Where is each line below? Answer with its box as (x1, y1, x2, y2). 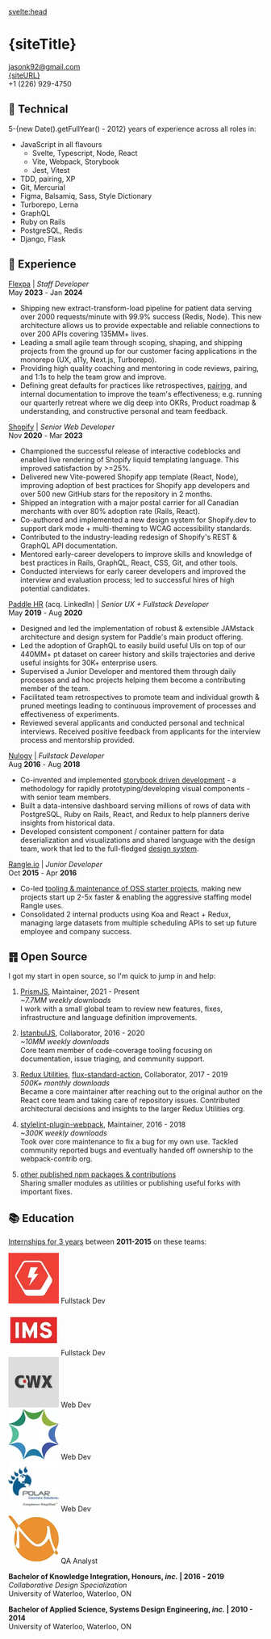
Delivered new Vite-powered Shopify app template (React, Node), (19, 472, 239, 482)
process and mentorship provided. (19, 735, 135, 744)
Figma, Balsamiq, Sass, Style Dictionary (19, 191, 152, 200)
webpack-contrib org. (19, 1154, 93, 1164)
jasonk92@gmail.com (8, 61, 81, 71)
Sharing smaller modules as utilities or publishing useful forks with (19, 1178, 240, 1188)
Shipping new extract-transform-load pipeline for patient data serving (19, 303, 252, 313)
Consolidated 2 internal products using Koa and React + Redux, (19, 909, 231, 919)
